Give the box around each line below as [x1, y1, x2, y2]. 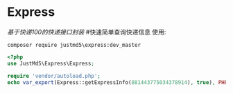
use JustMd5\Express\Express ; [7, 60, 95, 67]
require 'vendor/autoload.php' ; [7, 72, 101, 79]
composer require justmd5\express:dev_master [7, 41, 141, 48]
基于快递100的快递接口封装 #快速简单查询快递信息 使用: [7, 28, 166, 36]
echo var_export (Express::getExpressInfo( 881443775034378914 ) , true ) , [7, 79, 216, 86]
